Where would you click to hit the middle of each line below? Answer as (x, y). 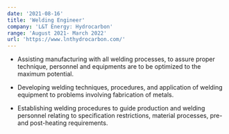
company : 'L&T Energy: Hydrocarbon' (60, 26)
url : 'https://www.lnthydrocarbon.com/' (67, 40)
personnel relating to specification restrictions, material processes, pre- (120, 116)
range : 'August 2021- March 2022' (57, 33)
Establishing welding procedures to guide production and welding (111, 108)
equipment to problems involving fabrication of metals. (95, 95)
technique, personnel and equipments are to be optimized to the (109, 67)
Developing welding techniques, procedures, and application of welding (120, 87)
